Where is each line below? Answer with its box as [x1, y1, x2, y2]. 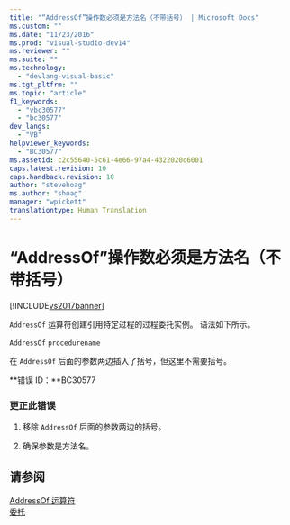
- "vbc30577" [17, 105, 67, 114]
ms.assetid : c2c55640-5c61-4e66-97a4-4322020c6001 [9, 155, 204, 165]
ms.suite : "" [9, 55, 59, 64]
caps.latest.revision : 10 [9, 164, 106, 173]
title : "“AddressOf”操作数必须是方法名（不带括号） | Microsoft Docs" [9, 13, 259, 23]
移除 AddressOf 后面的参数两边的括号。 [22, 421, 167, 432]
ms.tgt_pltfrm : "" [9, 80, 78, 89]
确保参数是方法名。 [22, 440, 95, 451]
